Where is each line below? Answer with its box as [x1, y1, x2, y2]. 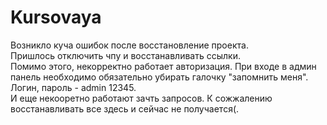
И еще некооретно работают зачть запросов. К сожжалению [10, 92, 273, 104]
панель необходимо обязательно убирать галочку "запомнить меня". [10, 71, 309, 83]
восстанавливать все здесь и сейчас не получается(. [10, 102, 240, 115]
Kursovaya [10, 6, 102, 29]
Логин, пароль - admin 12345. [10, 81, 137, 93]
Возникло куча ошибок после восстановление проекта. [10, 39, 249, 51]
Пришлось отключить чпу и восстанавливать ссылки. [10, 49, 241, 61]
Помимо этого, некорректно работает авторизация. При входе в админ [10, 60, 317, 72]
